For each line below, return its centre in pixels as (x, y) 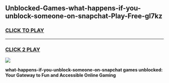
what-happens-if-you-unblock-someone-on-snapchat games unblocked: (84, 69)
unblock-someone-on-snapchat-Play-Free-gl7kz (84, 16)
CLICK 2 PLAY (23, 49)
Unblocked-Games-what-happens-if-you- (73, 8)
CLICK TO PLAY (25, 31)
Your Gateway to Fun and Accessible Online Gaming (61, 75)
